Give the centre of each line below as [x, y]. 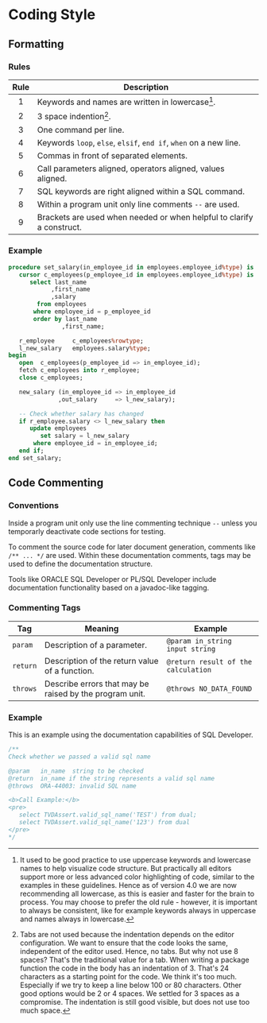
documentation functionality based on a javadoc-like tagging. [109, 587]
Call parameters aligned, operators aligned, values [131, 169]
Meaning [102, 628]
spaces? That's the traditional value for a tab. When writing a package [134, 959]
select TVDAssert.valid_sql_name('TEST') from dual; [108, 815]
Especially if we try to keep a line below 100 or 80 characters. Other [131, 985]
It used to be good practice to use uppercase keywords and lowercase [135, 859]
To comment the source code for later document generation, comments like [132, 547]
